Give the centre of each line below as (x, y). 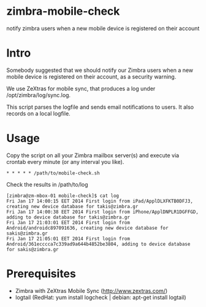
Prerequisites (41, 274)
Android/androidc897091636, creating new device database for (87, 228)
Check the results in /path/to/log (47, 184)
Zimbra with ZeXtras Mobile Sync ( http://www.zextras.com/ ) (91, 290)
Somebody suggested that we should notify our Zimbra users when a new (100, 70)
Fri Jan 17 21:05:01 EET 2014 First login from (68, 239)
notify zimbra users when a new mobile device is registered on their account (103, 28)
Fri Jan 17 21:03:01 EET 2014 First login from (68, 222)
